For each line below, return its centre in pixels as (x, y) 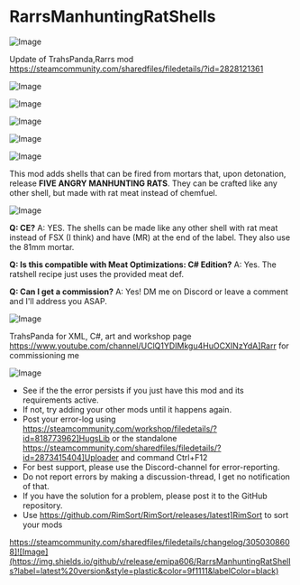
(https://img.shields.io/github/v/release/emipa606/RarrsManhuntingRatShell (150, 561)
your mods (42, 525)
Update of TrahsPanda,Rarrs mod (72, 59)
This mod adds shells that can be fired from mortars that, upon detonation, (148, 173)
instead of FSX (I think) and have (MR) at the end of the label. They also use (150, 237)
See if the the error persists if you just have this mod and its (133, 390)
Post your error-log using (69, 419)
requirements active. (60, 400)
